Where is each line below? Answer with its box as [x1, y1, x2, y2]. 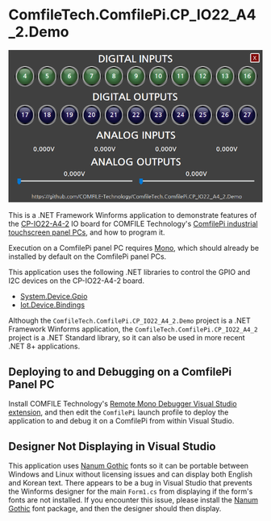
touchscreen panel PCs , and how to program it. [8, 227, 165, 237]
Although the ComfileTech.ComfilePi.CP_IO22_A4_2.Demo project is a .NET [8, 316, 252, 326]
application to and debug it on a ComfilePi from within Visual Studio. [8, 416, 235, 426]
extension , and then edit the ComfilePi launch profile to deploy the [8, 407, 229, 417]
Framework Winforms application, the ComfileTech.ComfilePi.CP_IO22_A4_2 [8, 324, 258, 334]
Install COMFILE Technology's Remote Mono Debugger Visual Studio [8, 399, 237, 409]
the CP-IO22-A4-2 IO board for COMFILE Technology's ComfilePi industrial [8, 219, 258, 229]
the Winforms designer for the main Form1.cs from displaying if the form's [8, 486, 253, 496]
